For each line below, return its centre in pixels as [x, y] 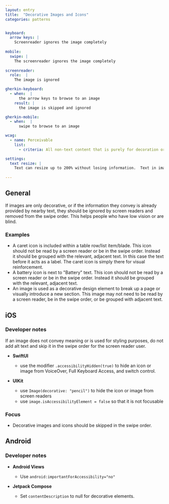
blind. [11, 221]
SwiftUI [20, 356]
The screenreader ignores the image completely [65, 61]
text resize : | [26, 163]
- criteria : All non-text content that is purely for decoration [88, 150]
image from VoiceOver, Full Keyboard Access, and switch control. [88, 371]
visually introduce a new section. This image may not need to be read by [88, 294]
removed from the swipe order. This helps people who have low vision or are [84, 216]
